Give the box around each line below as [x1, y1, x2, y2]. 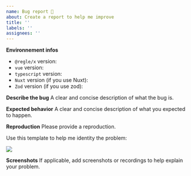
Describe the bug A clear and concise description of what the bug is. [6, 94, 174, 101]
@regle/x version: [14, 58, 57, 65]
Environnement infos [6, 46, 59, 53]
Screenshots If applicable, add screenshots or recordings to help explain [6, 157, 183, 164]
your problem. [6, 163, 40, 170]
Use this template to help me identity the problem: [6, 134, 128, 141]
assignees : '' [6, 31, 41, 36]
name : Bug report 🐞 [6, 8, 54, 15]
